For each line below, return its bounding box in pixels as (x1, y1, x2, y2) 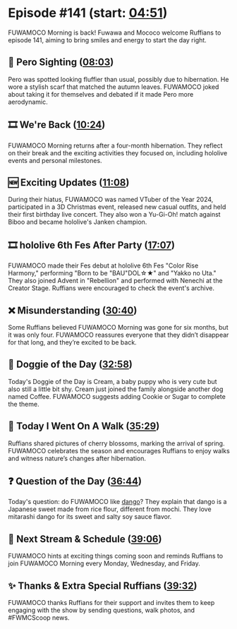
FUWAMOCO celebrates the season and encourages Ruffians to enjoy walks (8, 446, 230, 455)
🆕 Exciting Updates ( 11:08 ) (8, 176, 130, 188)
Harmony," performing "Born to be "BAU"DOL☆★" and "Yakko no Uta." (8, 269, 217, 277)
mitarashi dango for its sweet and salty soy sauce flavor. (8, 513, 172, 521)
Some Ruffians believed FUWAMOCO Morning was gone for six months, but (8, 323, 229, 331)
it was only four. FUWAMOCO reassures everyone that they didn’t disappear (8, 330, 229, 339)
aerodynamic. (8, 97, 48, 106)
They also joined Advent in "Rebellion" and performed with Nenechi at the (8, 277, 223, 285)
